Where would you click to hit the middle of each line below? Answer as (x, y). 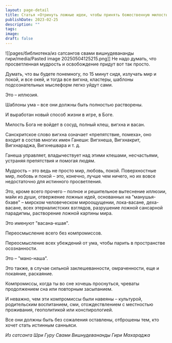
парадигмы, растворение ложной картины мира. (59, 213)
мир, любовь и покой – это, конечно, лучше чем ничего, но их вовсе (80, 176)
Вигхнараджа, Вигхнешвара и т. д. (43, 145)
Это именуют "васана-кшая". (37, 223)
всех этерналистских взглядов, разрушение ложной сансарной (93, 207)
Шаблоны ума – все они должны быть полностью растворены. (74, 104)
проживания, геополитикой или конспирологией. (59, 310)
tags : (11, 29)
